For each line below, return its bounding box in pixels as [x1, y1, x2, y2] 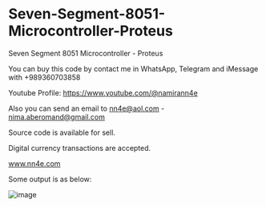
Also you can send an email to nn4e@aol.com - [8, 103, 165, 113]
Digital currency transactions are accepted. [8, 143, 151, 152]
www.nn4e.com [8, 158, 61, 168]
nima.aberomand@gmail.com [8, 112, 106, 121]
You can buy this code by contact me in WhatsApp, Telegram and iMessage [8, 63, 259, 73]
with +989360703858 [8, 72, 81, 82]
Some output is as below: [8, 174, 92, 184]
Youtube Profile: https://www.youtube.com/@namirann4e [8, 87, 198, 97]
